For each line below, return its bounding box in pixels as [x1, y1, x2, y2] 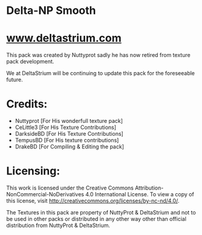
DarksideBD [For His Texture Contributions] [15, 130, 124, 137]
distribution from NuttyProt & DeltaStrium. [6, 222, 111, 229]
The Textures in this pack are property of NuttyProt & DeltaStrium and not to [6, 209, 197, 216]
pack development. [6, 58, 54, 65]
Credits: [6, 98, 48, 111]
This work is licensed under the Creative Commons [6, 184, 134, 191]
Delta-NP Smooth [6, 4, 96, 18]
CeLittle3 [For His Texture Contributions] [15, 124, 117, 131]
